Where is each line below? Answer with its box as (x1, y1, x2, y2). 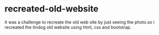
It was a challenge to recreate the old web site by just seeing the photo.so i (4, 19, 155, 25)
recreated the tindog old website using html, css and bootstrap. (4, 24, 132, 30)
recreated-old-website (4, 3, 99, 14)
